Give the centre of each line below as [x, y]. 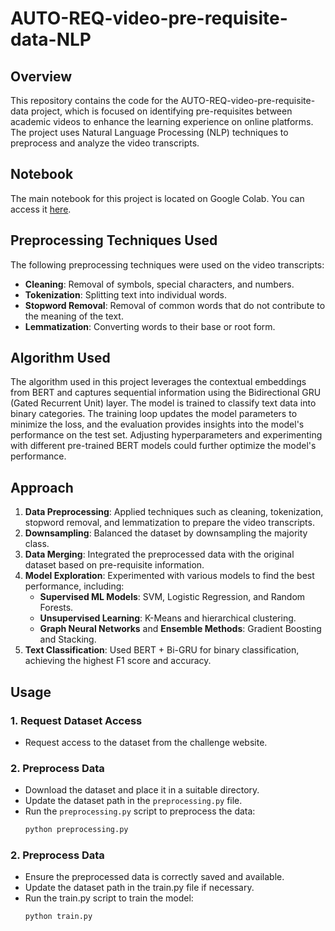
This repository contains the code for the [94, 100]
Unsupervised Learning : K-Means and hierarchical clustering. [168, 618]
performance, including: [74, 586]
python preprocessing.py [76, 830]
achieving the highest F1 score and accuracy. [118, 661]
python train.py [58, 917]
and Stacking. [68, 639]
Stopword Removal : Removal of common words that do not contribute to [175, 305]
